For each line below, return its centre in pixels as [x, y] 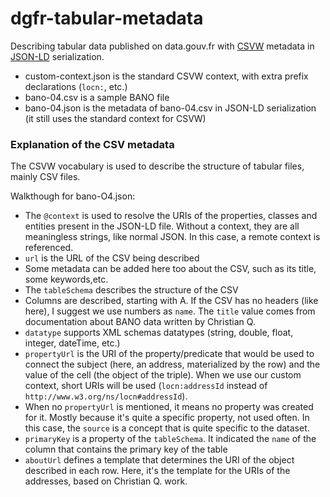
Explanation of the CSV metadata [92, 144]
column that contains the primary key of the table [126, 449]
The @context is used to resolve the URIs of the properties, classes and [171, 216]
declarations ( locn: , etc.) [76, 86]
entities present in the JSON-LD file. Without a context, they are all [162, 226]
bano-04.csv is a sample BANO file [97, 97]
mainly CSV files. [45, 177]
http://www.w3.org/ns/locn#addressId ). [106, 396]
